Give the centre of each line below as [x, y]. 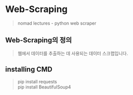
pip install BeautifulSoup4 [44, 87]
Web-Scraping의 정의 [39, 40]
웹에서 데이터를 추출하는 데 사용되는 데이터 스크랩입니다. [73, 53]
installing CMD [29, 70]
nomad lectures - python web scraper [57, 23]
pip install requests [37, 81]
